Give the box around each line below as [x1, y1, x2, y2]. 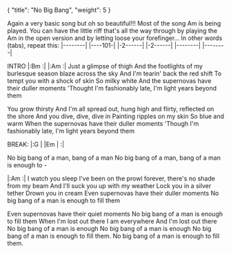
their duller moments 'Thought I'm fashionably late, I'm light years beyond [7, 84, 217, 92]
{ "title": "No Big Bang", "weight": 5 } [7, 6, 111, 14]
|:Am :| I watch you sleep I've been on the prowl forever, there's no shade [7, 174, 216, 182]
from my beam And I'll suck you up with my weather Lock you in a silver [7, 182, 212, 189]
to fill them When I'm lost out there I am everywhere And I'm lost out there [7, 217, 217, 225]
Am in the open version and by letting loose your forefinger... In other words [7, 34, 223, 42]
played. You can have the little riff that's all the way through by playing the [7, 27, 218, 35]
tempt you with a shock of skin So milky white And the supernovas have [7, 77, 212, 85]
